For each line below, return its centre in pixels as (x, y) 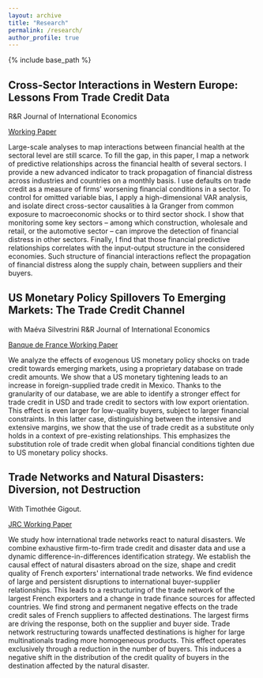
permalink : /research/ (45, 30)
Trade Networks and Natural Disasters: (106, 477)
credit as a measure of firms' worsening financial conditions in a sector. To (130, 189)
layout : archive (35, 15)
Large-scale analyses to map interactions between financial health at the (126, 147)
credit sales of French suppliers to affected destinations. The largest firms (128, 615)
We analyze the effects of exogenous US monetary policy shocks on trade (129, 360)
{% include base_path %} (50, 60)
